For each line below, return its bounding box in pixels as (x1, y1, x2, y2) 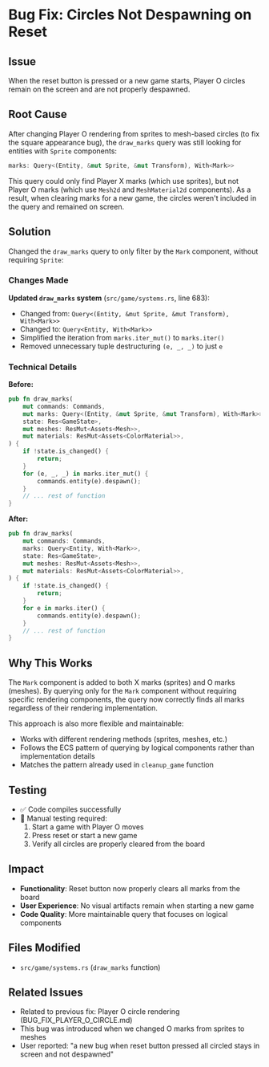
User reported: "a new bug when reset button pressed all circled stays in (19, 1041, 260, 1051)
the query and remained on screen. (8, 202, 125, 211)
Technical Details (8, 361, 78, 373)
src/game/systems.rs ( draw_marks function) (19, 962, 161, 972)
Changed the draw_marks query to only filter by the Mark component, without (8, 246, 259, 256)
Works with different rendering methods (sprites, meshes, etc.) (19, 735, 228, 744)
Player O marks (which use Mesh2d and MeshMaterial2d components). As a (8, 185, 251, 194)
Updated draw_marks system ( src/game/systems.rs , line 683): (8, 293, 210, 303)
